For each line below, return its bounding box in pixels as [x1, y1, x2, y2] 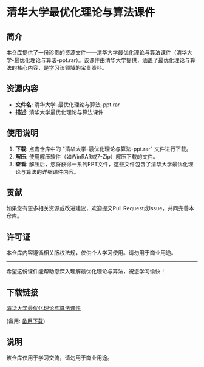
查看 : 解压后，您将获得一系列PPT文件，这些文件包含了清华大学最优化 [15, 160, 188, 168]
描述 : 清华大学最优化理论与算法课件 [15, 108, 104, 115]
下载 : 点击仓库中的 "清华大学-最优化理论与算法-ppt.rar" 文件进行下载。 [15, 145, 192, 153]
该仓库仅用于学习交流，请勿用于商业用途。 [6, 354, 113, 362]
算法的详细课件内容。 [25, 168, 80, 175]
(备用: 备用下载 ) [6, 317, 46, 325]
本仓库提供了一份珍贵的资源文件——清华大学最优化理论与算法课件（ [6, 49, 177, 56]
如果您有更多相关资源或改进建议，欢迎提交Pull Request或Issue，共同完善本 [6, 205, 194, 212]
